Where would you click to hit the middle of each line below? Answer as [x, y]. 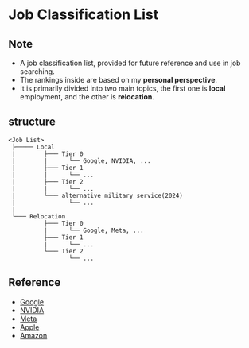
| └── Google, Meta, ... [94, 230]
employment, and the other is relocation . [87, 97]
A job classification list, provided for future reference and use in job [130, 63]
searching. [37, 72]
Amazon [33, 335]
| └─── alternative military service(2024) [97, 195]
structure [32, 122]
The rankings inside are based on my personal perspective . [118, 80]
